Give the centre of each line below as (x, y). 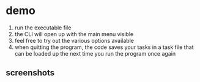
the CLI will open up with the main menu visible (74, 34)
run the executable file (43, 28)
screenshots (30, 73)
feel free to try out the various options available (74, 40)
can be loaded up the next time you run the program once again (95, 53)
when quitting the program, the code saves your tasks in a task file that (104, 47)
